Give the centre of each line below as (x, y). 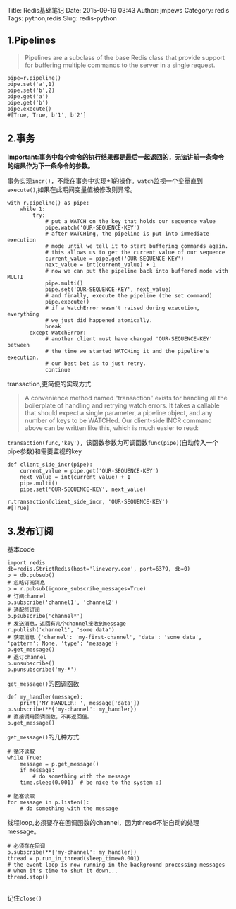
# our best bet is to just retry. (95, 363)
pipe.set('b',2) (31, 90)
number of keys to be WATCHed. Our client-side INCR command (118, 420)
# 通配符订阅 (24, 610)
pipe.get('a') (28, 96)
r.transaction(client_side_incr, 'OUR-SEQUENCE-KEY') (88, 501)
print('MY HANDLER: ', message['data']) (80, 703)
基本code (21, 549)
